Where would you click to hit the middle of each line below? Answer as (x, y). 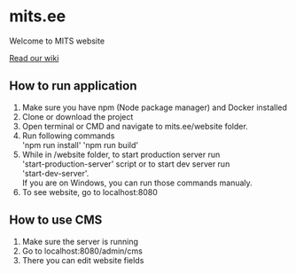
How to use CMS (56, 220)
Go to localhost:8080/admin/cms (82, 251)
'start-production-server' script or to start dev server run (126, 164)
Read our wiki (34, 58)
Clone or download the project (78, 116)
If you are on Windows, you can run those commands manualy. (137, 183)
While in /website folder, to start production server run (121, 154)
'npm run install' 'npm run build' (80, 145)
